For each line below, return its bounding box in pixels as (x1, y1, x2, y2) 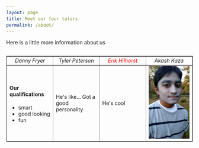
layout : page (6, 9, 38, 15)
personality (56, 105, 84, 112)
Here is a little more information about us (6, 39, 105, 46)
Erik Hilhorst (107, 57, 138, 65)
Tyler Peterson (58, 57, 95, 65)
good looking (18, 110, 50, 117)
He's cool (102, 99, 126, 107)
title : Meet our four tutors (6, 15, 78, 22)
